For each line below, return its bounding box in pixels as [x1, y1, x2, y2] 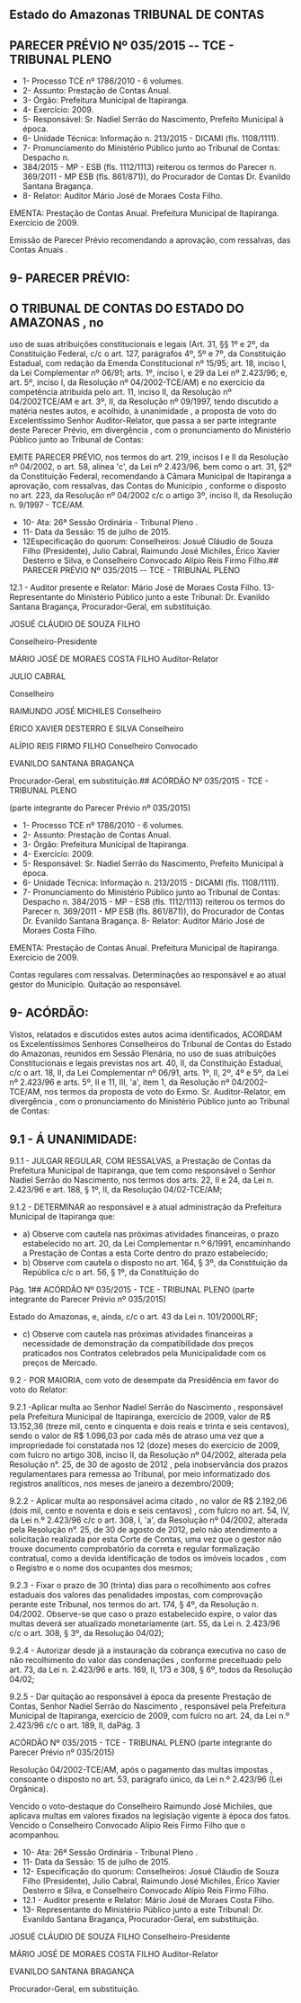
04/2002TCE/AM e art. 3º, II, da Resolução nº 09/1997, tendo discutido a [9, 396, 279, 407]
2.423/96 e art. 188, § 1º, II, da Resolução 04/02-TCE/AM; [9, 1185, 223, 1195]
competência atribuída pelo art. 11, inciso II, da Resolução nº [9, 387, 232, 398]
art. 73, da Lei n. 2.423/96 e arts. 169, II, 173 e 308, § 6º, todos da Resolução [9, 1664, 293, 1676]
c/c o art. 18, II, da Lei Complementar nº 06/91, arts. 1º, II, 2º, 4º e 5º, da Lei [9, 1068, 289, 1078]
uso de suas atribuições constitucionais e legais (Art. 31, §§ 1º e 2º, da [9, 339, 270, 350]
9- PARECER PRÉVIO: [9, 270, 130, 286]
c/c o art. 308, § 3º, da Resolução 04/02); [9, 1628, 164, 1639]
